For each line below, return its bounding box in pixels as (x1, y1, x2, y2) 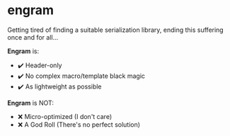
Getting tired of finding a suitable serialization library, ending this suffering (7, 25, 224, 34)
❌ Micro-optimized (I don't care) (17, 112, 112, 120)
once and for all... (7, 33, 59, 41)
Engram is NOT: (7, 98, 54, 107)
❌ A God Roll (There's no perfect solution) (17, 120, 140, 129)
